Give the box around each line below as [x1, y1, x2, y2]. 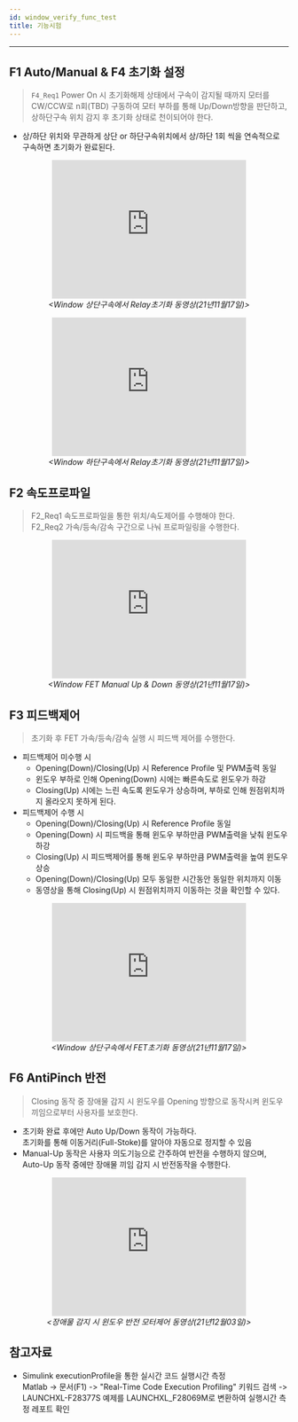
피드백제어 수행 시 [21, 806, 84, 817]
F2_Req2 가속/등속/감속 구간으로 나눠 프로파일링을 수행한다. [30, 522, 239, 532]
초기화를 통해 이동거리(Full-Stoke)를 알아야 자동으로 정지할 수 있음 [21, 1136, 253, 1147]
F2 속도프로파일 [9, 485, 91, 500]
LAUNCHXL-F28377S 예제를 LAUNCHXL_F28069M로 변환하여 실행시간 [21, 1392, 278, 1402]
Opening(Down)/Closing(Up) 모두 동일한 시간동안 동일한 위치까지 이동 [35, 873, 282, 884]
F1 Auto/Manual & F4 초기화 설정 [9, 64, 185, 80]
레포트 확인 [31, 1403, 70, 1414]
